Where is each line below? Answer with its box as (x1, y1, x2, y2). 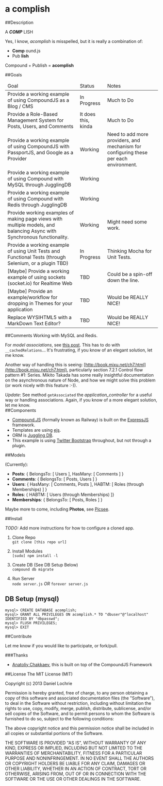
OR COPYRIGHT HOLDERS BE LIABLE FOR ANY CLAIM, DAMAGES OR (5, 760, 146, 766)
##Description (5, 19, 34, 25)
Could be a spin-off (107, 271, 153, 277)
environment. (107, 161, 137, 168)
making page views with (7, 215, 63, 222)
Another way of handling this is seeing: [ (5, 362, 86, 367)
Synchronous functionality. (7, 234, 69, 240)
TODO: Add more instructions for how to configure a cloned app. (5, 525, 134, 531)
